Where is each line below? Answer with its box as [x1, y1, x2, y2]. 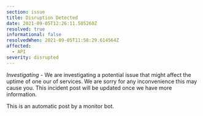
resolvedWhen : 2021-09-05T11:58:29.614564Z [6, 37, 120, 43]
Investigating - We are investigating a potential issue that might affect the [6, 71, 191, 78]
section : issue [6, 9, 45, 15]
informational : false [6, 32, 62, 38]
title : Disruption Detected [6, 15, 79, 21]
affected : [6, 43, 32, 49]
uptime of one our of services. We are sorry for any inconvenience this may [6, 78, 197, 85]
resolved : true [6, 26, 45, 32]
